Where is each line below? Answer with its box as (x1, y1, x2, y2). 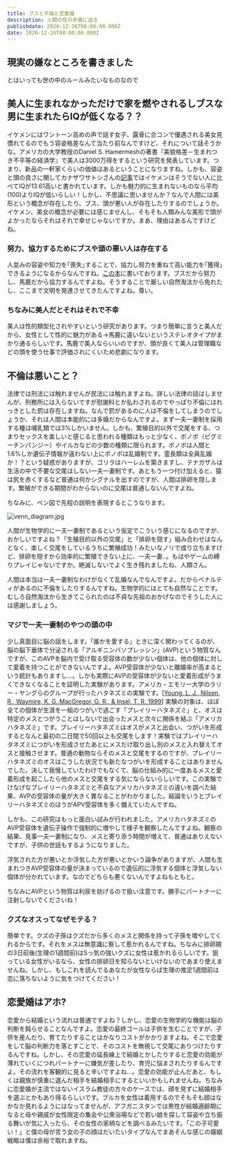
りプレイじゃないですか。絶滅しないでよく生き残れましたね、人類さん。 (7, 561, 211, 569)
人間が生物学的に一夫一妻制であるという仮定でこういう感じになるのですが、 (7, 526, 223, 535)
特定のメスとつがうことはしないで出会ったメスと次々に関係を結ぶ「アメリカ (7, 714, 222, 722)
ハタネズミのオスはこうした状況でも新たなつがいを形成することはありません (7, 757, 223, 766)
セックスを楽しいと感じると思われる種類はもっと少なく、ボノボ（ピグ (18, 432, 217, 440)
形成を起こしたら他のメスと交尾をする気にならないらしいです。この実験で (12, 774, 222, 783)
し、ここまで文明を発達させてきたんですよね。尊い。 (7, 287, 157, 295)
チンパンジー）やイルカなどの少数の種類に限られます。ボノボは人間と (12, 441, 211, 449)
